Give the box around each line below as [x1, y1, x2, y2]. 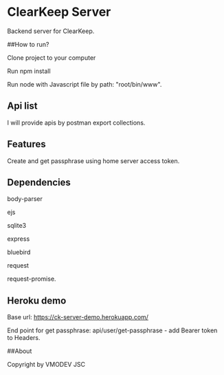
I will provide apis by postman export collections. [7, 118, 146, 127]
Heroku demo [7, 294, 67, 306]
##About [7, 347, 32, 355]
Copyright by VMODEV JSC [7, 361, 86, 369]
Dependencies [7, 176, 71, 188]
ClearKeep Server [7, 4, 111, 20]
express [7, 235, 30, 243]
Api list [7, 100, 38, 112]
